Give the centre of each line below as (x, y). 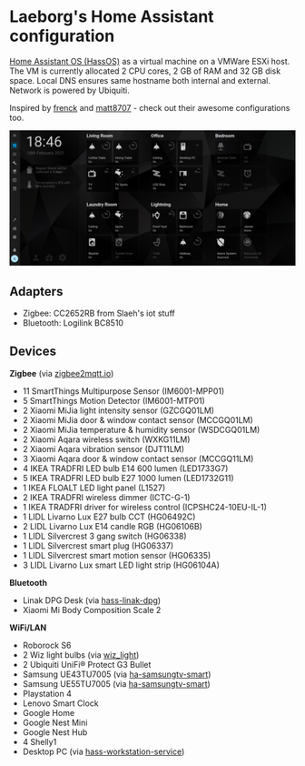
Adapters (36, 292)
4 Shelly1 (39, 741)
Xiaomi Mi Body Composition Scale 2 (92, 610)
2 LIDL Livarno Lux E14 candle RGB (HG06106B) (112, 526)
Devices (33, 352)
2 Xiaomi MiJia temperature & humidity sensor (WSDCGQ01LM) (141, 429)
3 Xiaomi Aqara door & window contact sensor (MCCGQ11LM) (138, 459)
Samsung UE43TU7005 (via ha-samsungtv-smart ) (117, 674)
